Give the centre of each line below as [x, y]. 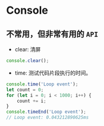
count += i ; [31, 101]
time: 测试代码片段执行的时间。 [53, 73]
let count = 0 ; [25, 90]
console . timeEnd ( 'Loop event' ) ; [46, 112]
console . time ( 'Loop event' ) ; [42, 84]
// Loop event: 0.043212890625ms [48, 118]
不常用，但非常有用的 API [52, 34]
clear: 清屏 [28, 49]
